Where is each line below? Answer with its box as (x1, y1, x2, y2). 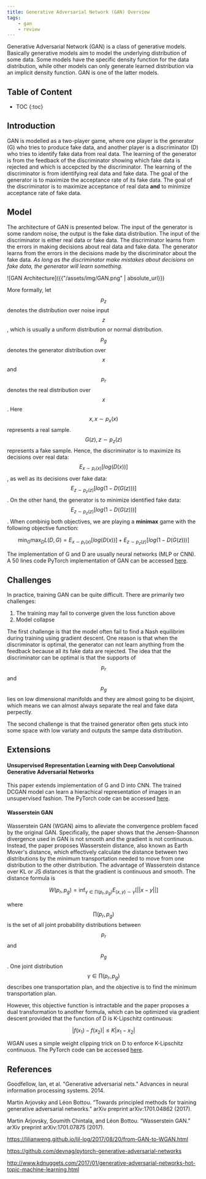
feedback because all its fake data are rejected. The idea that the (7, 647, 171, 655)
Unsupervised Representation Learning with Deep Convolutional (7, 761, 175, 769)
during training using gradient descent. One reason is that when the (7, 634, 178, 642)
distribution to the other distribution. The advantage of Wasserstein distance (7, 861, 200, 869)
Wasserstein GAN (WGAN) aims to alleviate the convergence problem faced (7, 823, 199, 830)
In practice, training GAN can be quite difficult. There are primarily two (7, 591, 185, 598)
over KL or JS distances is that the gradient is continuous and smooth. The (7, 868, 196, 875)
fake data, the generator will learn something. (7, 262, 123, 270)
